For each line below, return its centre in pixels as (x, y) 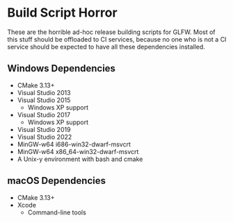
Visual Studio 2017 (44, 114)
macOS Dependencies (57, 181)
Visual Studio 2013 (44, 92)
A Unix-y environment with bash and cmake (80, 159)
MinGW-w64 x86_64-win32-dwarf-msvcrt (78, 151)
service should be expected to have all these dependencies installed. (106, 46)
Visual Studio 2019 (44, 129)
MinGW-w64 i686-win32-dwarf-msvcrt (74, 144)
